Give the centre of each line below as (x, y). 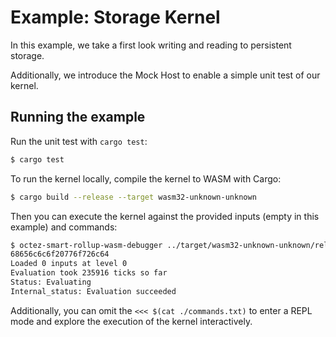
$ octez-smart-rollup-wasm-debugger (86, 245)
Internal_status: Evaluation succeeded (93, 291)
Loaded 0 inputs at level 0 (69, 264)
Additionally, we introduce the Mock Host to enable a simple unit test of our (165, 75)
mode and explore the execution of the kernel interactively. (131, 321)
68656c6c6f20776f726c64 (60, 254)
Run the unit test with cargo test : (79, 141)
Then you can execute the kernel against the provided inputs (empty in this (165, 216)
